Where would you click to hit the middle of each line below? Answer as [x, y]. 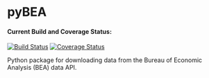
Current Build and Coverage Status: [60, 31]
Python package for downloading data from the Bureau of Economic [105, 60]
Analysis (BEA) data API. [42, 68]
